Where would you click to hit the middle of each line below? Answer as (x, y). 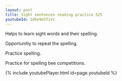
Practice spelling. (23, 53)
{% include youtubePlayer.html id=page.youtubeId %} (61, 73)
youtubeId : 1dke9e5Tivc (30, 19)
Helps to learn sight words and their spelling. (52, 34)
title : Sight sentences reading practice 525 (54, 15)
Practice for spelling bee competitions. (45, 63)
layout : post (19, 10)
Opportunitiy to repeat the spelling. (42, 44)
